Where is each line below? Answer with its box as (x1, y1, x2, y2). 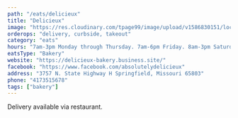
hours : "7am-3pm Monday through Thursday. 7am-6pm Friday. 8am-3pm (7, 43, 211, 50)
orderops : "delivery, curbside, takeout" (7, 30, 132, 38)
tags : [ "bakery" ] (7, 83, 59, 90)
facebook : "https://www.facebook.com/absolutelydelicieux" (7, 63, 186, 70)
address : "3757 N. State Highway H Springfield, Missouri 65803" (7, 70, 204, 77)
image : (7, 23, 27, 31)
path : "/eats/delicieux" (7, 10, 81, 18)
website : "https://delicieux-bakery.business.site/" (7, 57, 166, 64)
